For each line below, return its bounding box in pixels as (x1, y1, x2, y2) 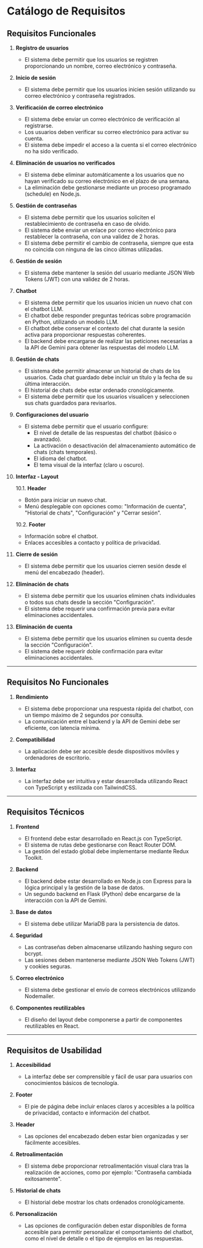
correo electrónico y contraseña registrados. (24, 92, 136, 99)
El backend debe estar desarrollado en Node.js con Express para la (24, 877, 192, 885)
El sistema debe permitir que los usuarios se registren (24, 56, 158, 63)
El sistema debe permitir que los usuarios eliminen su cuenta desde (24, 635, 192, 642)
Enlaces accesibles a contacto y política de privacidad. (24, 539, 161, 546)
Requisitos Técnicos (7, 807, 85, 818)
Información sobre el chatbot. (24, 533, 98, 540)
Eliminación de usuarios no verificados (15, 159, 116, 167)
